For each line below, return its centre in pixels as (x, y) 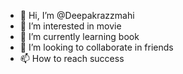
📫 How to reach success (72, 58)
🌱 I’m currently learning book (79, 36)
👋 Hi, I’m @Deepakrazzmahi (77, 15)
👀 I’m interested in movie (70, 26)
